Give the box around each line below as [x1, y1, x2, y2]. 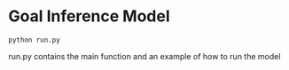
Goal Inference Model [8, 6, 170, 27]
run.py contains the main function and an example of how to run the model [8, 51, 281, 61]
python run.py [8, 35, 61, 44]
